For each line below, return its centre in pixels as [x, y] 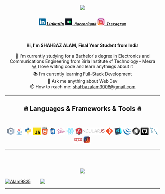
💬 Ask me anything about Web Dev [82, 81]
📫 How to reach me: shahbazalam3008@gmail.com [82, 87]
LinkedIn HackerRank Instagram [86, 23]
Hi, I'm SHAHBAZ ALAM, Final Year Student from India [82, 45]
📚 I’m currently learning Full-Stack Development [82, 74]
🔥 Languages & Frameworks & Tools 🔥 [82, 109]
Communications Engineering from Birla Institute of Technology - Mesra [82, 61]
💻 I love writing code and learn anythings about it [82, 67]
